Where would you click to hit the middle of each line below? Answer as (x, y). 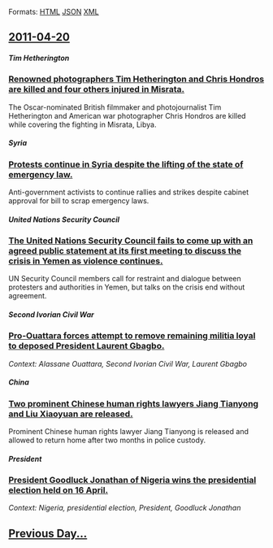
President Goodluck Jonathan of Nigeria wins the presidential (132, 481)
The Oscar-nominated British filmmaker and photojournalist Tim (115, 107)
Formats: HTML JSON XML (54, 12)
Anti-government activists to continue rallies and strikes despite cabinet (129, 192)
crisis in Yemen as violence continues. (86, 261)
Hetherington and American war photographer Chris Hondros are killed (127, 115)
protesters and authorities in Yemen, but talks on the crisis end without (127, 287)
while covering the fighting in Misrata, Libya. (82, 124)
